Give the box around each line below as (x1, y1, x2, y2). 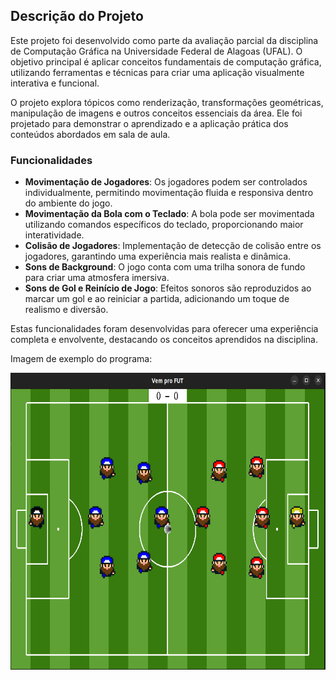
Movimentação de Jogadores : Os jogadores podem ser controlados (24, 176, 308, 188)
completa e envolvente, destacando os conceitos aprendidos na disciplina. (10, 334, 319, 346)
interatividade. (24, 229, 85, 241)
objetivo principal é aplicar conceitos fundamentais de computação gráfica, (10, 55, 322, 68)
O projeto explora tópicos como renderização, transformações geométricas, (10, 96, 324, 108)
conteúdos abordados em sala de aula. (10, 128, 171, 140)
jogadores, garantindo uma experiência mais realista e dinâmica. (24, 250, 292, 263)
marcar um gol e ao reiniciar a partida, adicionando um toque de (24, 293, 290, 305)
